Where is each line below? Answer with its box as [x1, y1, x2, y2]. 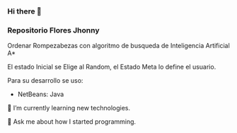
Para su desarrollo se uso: [7, 76, 83, 85]
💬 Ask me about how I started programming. [7, 117, 137, 126]
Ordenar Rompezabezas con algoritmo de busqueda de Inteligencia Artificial [7, 42, 230, 50]
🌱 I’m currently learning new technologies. [7, 104, 131, 112]
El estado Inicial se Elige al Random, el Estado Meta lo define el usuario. [7, 63, 216, 71]
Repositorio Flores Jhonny [7, 25, 100, 35]
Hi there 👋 [7, 6, 42, 16]
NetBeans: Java [17, 90, 64, 98]
